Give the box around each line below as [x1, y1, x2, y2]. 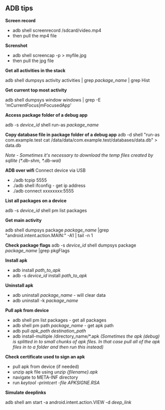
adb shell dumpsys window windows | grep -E [5, 97, 101, 103]
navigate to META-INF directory [12, 374, 78, 380]
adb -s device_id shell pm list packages [5, 207, 87, 213]
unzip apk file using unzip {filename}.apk [12, 369, 98, 375]
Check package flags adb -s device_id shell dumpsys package [5, 242, 137, 248]
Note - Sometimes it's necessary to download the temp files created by [5, 152, 153, 158]
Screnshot [5, 42, 28, 49]
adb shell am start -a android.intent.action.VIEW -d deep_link [5, 399, 132, 405]
